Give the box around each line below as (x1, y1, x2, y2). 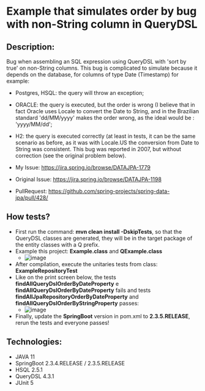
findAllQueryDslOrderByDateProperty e (15, 280, 119, 287)
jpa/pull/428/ (15, 194, 48, 201)
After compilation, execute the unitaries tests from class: (15, 260, 158, 267)
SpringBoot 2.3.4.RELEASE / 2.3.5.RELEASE (15, 359, 125, 367)
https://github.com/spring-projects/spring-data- (48, 188, 170, 195)
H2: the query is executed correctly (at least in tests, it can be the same (15, 133, 196, 140)
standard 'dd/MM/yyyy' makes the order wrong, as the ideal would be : (15, 114, 195, 121)
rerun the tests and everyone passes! (15, 319, 110, 326)
